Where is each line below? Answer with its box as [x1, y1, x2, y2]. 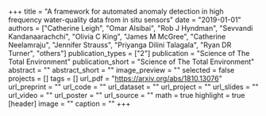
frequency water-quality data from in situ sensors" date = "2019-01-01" [8, 15, 241, 24]
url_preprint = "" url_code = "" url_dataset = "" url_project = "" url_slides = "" [8, 82, 259, 92]
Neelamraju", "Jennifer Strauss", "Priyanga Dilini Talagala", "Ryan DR [8, 40, 232, 50]
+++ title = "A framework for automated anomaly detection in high [8, 7, 224, 16]
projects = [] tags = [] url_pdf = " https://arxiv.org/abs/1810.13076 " [8, 74, 222, 83]
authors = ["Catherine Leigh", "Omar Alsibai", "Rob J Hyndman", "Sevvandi [8, 24, 253, 32]
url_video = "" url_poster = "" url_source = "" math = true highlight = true [8, 91, 245, 99]
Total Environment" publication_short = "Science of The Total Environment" [8, 57, 255, 66]
